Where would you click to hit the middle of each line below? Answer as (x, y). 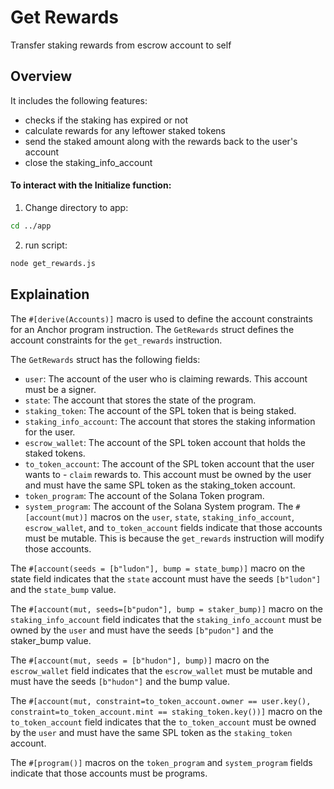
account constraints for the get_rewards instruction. (116, 340)
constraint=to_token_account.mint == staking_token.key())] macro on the (166, 711)
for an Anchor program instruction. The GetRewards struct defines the (152, 329)
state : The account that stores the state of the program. (140, 400)
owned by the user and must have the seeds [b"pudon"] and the (142, 630)
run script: (46, 245)
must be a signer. (60, 389)
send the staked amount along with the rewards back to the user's (161, 141)
